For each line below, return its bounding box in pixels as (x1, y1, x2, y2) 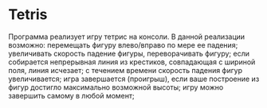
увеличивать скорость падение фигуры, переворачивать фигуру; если (8, 48, 249, 58)
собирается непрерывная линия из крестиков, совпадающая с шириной (8, 57, 256, 67)
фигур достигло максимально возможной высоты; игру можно (8, 82, 224, 92)
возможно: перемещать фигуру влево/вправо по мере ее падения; (8, 40, 238, 49)
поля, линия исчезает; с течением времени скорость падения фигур (8, 65, 243, 75)
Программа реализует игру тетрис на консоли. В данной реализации (8, 32, 245, 41)
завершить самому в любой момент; (8, 91, 135, 100)
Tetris (8, 6, 48, 24)
